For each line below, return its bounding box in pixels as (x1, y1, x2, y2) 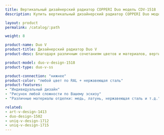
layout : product (5, 20, 38, 25)
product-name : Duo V (5, 42, 47, 48)
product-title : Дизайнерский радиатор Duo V (5, 47, 97, 52)
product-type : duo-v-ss (5, 65, 54, 69)
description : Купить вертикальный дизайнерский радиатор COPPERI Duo (5, 12, 150, 17)
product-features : (5, 83, 42, 87)
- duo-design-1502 (5, 114, 42, 119)
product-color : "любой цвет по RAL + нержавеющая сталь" (5, 78, 123, 83)
